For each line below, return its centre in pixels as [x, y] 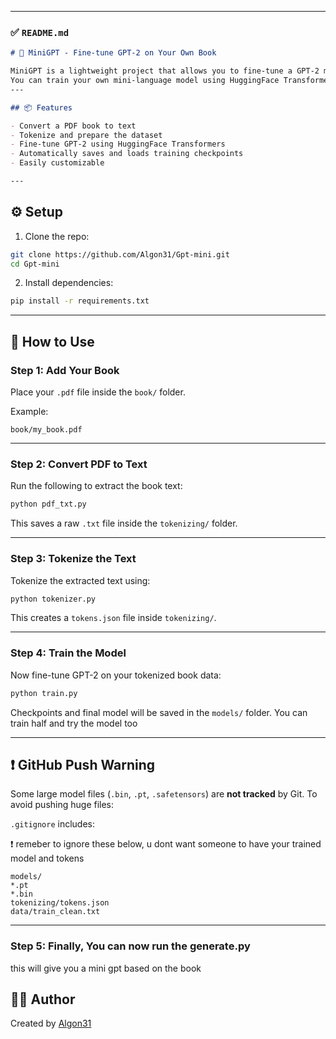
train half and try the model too [74, 723]
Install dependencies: [69, 283]
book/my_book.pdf [46, 430]
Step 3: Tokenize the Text [73, 559]
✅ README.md [40, 32]
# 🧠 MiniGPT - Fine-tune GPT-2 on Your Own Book [113, 53]
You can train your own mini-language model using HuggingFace [145, 81]
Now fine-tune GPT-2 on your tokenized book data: [116, 675]
